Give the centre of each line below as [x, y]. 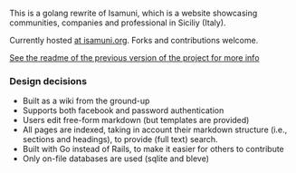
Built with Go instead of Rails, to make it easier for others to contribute [153, 149]
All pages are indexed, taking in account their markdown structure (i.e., [155, 130]
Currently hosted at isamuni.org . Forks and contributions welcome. [134, 40]
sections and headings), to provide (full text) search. [120, 139]
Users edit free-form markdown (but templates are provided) [136, 120]
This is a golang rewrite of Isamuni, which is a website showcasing [134, 13]
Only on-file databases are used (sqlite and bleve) [116, 159]
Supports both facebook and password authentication [123, 111]
